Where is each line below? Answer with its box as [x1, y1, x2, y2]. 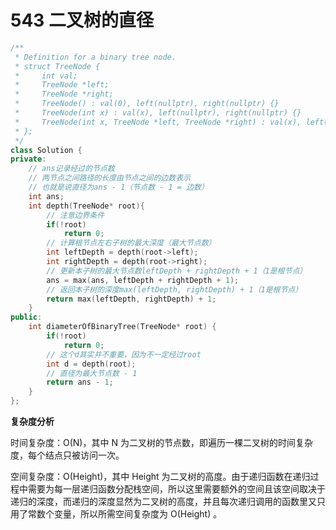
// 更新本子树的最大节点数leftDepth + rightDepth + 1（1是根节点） [46, 266, 308, 276]
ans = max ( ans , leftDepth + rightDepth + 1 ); [46, 275, 240, 285]
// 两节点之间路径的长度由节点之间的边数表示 [28, 173, 191, 183]
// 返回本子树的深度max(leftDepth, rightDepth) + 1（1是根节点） [46, 284, 303, 295]
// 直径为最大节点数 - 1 [46, 368, 138, 378]
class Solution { [10, 145, 83, 155]
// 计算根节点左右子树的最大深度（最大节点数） [46, 238, 217, 248]
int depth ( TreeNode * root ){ [28, 201, 145, 211]
